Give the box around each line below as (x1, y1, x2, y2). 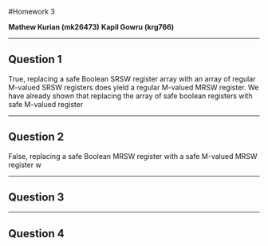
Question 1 (8, 53, 62, 66)
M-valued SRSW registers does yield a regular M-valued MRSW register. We (8, 82, 259, 92)
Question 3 (8, 191, 65, 204)
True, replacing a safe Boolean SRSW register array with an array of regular (8, 73, 256, 83)
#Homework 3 (8, 7, 56, 16)
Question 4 (8, 227, 65, 240)
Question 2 (8, 130, 65, 144)
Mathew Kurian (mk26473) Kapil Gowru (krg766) (8, 22, 175, 31)
